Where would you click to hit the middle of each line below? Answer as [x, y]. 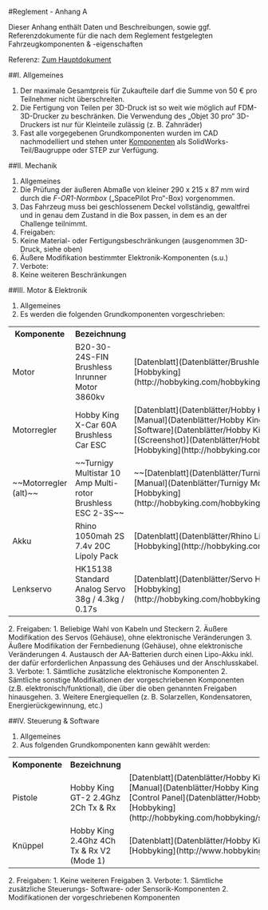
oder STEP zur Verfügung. [116, 150]
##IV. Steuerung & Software [54, 721]
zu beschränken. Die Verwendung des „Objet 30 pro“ [148, 116]
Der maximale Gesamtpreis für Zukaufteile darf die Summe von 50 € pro [138, 90]
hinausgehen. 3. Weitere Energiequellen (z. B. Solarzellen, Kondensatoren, [130, 697]
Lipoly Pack [97, 556]
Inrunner [91, 377]
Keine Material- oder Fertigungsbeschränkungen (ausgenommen [126, 241]
